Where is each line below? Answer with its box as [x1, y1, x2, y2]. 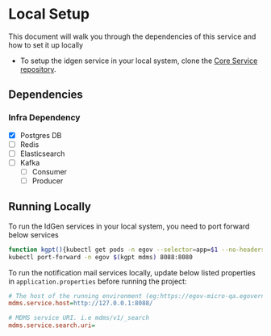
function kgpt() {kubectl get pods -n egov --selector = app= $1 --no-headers [8, 246, 265, 254]
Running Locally [8, 199, 91, 214]
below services [8, 229, 59, 239]
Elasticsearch [19, 149, 65, 158]
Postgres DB [19, 130, 62, 140]
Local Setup [8, 5, 90, 23]
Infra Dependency [8, 112, 81, 124]
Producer [31, 175, 64, 186]
